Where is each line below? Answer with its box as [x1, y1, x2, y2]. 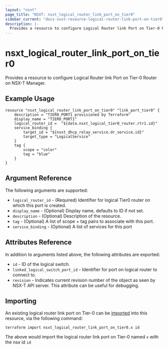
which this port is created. [12, 202, 66, 208]
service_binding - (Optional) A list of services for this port [12, 223, 132, 229]
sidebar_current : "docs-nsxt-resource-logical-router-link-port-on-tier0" [5, 17, 164, 22]
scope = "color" [23, 147, 57, 152]
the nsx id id [5, 339, 31, 345]
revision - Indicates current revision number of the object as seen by [12, 277, 156, 283]
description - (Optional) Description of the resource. [12, 213, 121, 219]
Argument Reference [5, 174, 72, 183]
